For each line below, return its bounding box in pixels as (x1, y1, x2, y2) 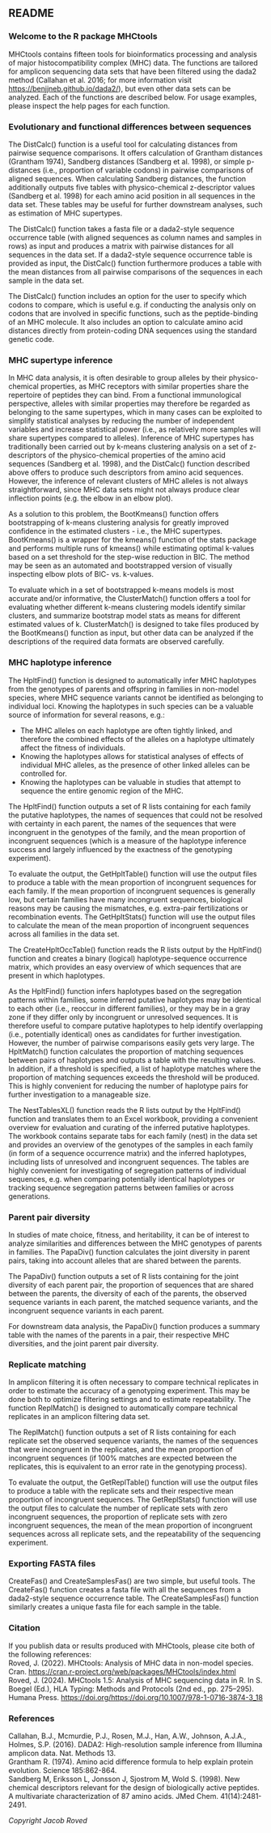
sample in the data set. (8, 275, 85, 285)
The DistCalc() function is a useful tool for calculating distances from (8, 139, 239, 149)
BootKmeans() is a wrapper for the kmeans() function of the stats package (8, 535, 257, 545)
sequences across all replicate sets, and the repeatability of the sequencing (8, 1529, 261, 1539)
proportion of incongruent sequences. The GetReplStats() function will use (8, 1494, 257, 1505)
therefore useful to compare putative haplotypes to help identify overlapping (8, 1021, 264, 1030)
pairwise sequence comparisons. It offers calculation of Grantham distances (8, 147, 263, 157)
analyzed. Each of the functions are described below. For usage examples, (8, 92, 257, 102)
